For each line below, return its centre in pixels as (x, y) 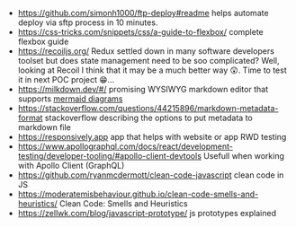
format (30, 118)
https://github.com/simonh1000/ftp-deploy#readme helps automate (143, 13)
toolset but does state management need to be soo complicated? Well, (148, 61)
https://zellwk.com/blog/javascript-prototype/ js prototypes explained (147, 213)
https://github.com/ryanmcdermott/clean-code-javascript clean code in (151, 175)
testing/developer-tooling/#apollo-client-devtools (110, 156)
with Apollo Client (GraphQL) (71, 166)
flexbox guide (43, 41)
